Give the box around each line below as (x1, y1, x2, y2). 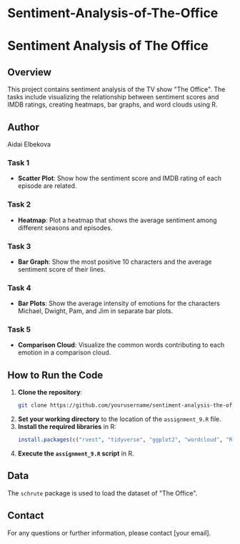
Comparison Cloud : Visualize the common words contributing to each (17, 341, 225, 350)
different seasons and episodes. (17, 223, 113, 232)
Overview (7, 66, 52, 78)
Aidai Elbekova (7, 140, 51, 148)
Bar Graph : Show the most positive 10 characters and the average (17, 257, 212, 266)
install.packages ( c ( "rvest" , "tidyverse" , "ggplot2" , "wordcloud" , (17, 436, 224, 444)
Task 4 (7, 282, 31, 292)
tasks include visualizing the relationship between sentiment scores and (7, 93, 219, 102)
